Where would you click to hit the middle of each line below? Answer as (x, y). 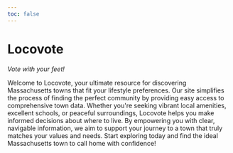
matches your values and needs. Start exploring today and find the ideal (113, 135)
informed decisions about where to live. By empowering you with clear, (111, 120)
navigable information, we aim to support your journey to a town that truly (115, 128)
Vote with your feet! (36, 69)
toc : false (23, 14)
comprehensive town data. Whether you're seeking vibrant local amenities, (117, 105)
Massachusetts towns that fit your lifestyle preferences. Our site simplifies (116, 90)
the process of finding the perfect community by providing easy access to (116, 97)
